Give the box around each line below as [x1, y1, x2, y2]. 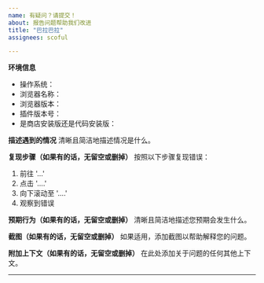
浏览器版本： [19, 99, 61, 108]
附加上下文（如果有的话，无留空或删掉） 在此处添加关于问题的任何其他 [8, 248, 237, 258]
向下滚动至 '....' [19, 189, 68, 198]
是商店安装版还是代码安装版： [19, 119, 116, 128]
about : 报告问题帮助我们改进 [8, 19, 92, 27]
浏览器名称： [19, 90, 61, 99]
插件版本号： [19, 109, 61, 119]
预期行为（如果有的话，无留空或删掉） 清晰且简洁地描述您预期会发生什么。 [8, 215, 251, 225]
